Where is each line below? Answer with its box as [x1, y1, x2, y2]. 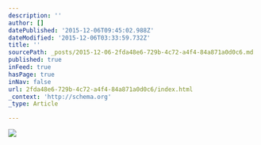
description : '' [8, 11, 62, 20]
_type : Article [8, 100, 59, 108]
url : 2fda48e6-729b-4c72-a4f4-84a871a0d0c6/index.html [8, 85, 194, 93]
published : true [8, 56, 62, 64]
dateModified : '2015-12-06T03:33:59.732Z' [8, 33, 151, 42]
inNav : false [8, 78, 52, 86]
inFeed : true [8, 63, 52, 71]
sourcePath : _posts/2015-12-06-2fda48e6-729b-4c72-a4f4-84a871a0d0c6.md [8, 48, 254, 56]
